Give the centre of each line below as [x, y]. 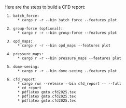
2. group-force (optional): [35, 29]
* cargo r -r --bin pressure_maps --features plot [69, 58]
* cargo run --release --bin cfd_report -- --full [69, 84]
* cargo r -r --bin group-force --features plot [67, 33]
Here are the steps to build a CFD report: [45, 7]
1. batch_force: [23, 16]
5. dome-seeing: [23, 67]
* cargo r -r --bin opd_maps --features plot [64, 46]
